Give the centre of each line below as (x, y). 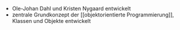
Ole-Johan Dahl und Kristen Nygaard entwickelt (71, 9)
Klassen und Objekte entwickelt (51, 21)
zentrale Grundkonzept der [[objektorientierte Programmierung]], (93, 15)
